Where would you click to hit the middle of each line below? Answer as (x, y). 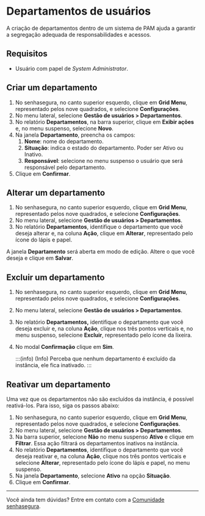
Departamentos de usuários (79, 11)
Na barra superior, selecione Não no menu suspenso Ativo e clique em (104, 437)
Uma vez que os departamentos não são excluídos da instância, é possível (100, 399)
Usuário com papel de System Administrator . (72, 68)
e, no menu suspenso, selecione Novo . (64, 128)
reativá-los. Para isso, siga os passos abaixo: (63, 406)
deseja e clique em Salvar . (40, 258)
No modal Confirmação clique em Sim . (64, 347)
